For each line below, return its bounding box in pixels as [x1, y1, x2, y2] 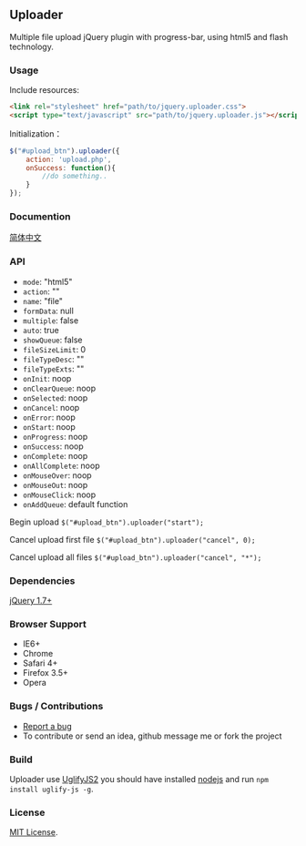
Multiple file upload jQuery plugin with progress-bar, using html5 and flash [9, 31, 289, 42]
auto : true [22, 324, 59, 335]
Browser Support [9, 617, 87, 630]
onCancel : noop [22, 402, 80, 413]
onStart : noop [22, 421, 76, 432]
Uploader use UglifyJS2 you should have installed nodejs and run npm [9, 773, 270, 784]
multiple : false [22, 314, 79, 326]
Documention [9, 210, 71, 223]
